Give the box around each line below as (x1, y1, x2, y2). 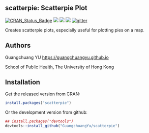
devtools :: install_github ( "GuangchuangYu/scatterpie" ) (5, 124, 120, 129)
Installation (5, 78, 40, 86)
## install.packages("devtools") (5, 119, 74, 124)
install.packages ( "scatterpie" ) (5, 101, 71, 106)
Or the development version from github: (5, 109, 88, 115)
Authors (5, 41, 31, 50)
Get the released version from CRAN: (5, 91, 80, 97)
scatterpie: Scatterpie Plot (5, 4, 88, 12)
